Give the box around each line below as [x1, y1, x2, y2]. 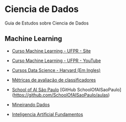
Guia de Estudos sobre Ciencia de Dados [4, 20, 89, 26]
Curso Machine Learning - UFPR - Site [11, 47, 91, 53]
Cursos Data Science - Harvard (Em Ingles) [11, 67, 101, 73]
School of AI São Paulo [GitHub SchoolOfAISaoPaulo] [11, 86, 122, 92]
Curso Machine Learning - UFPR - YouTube [11, 57, 101, 63]
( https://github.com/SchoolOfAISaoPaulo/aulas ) [11, 91, 110, 98]
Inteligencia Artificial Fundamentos [11, 111, 83, 117]
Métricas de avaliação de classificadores [11, 76, 96, 83]
